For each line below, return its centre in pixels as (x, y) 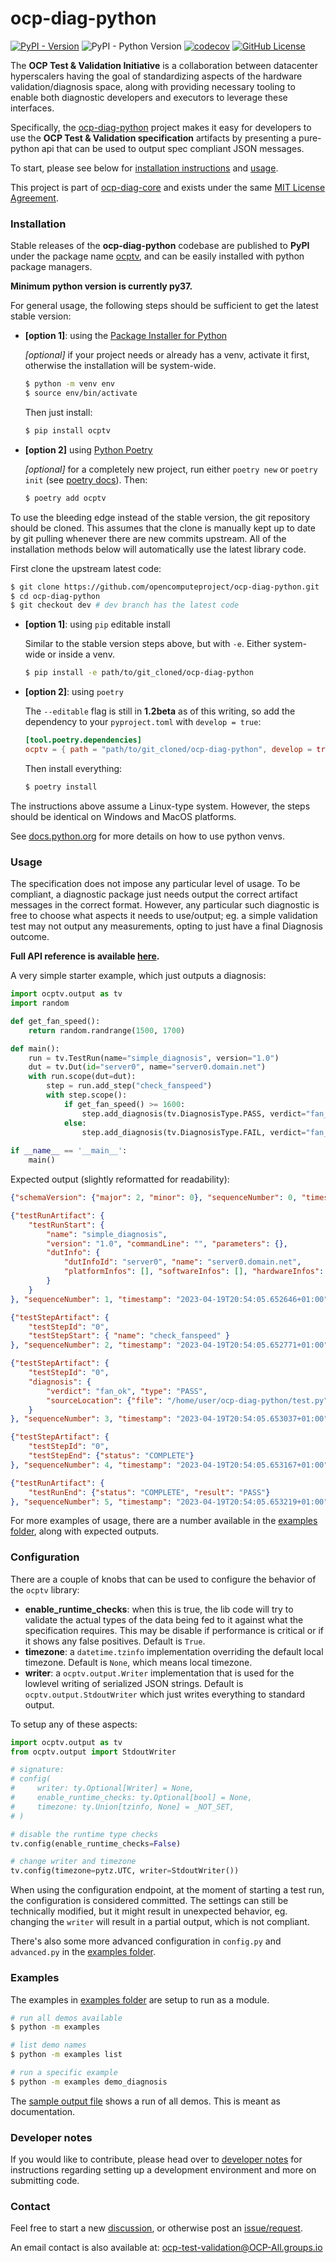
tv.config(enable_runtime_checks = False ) (96, 1843)
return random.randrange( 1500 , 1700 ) (107, 1030)
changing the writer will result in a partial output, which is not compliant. (160, 1922)
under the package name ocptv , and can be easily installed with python (157, 256)
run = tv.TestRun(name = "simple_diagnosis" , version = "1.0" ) (154, 1058)
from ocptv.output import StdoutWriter (93, 1752)
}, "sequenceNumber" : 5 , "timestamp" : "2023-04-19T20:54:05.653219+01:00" (169, 1502)
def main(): (35, 1048)
